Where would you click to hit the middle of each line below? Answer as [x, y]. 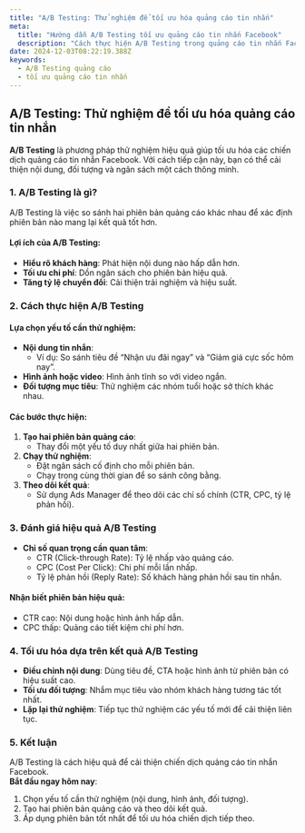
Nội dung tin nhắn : [58, 348]
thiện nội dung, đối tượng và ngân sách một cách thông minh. [124, 169]
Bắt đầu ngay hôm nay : [54, 781]
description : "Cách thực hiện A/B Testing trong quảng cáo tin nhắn [150, 43]
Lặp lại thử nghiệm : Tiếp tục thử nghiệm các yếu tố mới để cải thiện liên [157, 709]
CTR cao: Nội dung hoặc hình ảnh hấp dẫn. [103, 618]
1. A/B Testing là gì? [54, 193]
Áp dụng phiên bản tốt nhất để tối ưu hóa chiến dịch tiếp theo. [138, 818]
